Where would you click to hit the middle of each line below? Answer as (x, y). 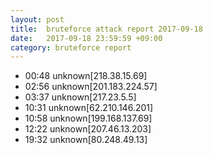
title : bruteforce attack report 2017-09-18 (106, 29)
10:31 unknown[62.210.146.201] (89, 108)
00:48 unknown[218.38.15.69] (86, 76)
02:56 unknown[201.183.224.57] (91, 87)
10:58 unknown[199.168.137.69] (88, 118)
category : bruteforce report (71, 47)
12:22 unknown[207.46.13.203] (88, 129)
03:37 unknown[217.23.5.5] (80, 97)
